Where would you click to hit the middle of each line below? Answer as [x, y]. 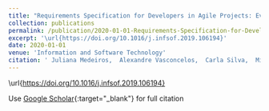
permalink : [26, 30]
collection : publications [51, 23]
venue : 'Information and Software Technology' [87, 53]
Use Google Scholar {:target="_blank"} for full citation [96, 98]
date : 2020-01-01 [37, 46]
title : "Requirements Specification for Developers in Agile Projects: [130, 16]
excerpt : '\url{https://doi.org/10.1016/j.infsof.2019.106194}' [118, 38]
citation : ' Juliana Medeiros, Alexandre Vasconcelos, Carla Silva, [128, 61]
